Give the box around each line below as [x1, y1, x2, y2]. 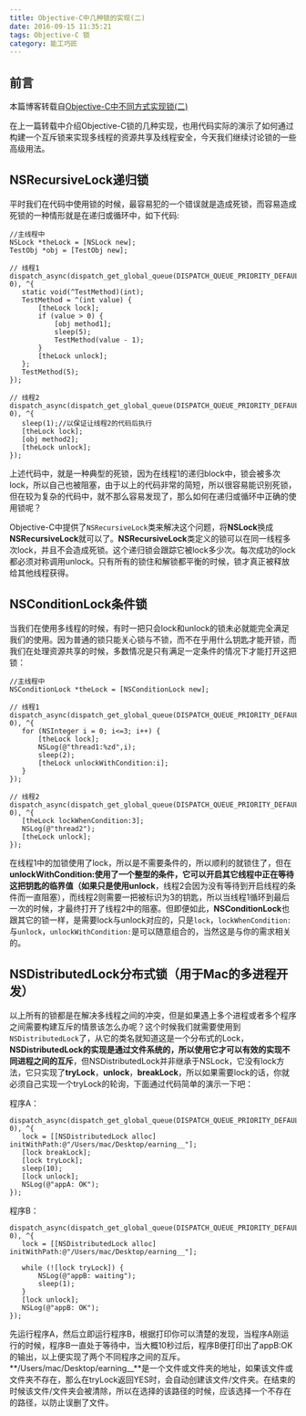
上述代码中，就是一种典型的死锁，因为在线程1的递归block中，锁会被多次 [9, 468, 280, 479]
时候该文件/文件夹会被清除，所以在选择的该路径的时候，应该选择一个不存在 [9, 1385, 292, 1396]
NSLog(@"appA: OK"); [21, 1179, 100, 1189]
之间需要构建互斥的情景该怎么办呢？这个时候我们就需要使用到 [9, 1020, 241, 1032]
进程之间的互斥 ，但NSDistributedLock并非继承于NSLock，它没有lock [16, 1055, 277, 1066]
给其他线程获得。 [9, 567, 74, 578]
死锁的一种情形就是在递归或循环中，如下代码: [9, 209, 180, 220]
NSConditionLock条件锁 [9, 597, 148, 612]
